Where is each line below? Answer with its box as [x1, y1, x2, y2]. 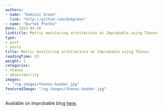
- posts [5, 44, 22, 49]
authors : [5, 7, 24, 12]
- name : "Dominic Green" [5, 12, 57, 17]
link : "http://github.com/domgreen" [10, 16, 86, 21]
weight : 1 [5, 58, 26, 63]
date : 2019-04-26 [5, 26, 42, 31]
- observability [5, 72, 39, 77]
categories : [5, 63, 30, 68]
